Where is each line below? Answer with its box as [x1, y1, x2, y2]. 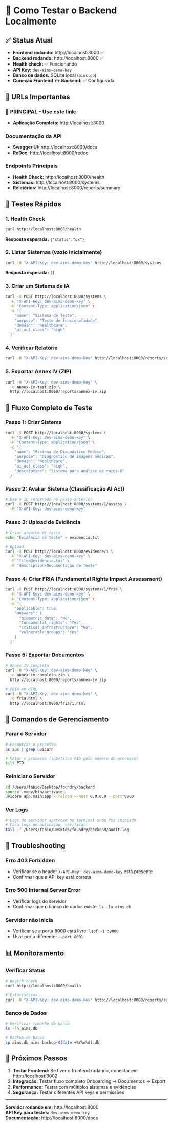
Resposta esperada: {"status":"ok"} [5, 236, 85, 242]
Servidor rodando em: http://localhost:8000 [5, 1104, 99, 1110]
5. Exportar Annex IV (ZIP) [5, 368, 72, 375]
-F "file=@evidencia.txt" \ [10, 558, 70, 564]
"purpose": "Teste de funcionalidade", [14, 317, 100, 323]
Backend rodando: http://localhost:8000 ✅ [12, 55, 104, 61]
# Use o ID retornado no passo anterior [5, 497, 93, 502]
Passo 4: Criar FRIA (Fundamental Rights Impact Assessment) [5, 575, 163, 582]
